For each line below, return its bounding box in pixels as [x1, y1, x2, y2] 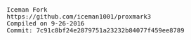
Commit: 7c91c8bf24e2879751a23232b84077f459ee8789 [6, 27, 185, 34]
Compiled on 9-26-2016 [6, 20, 85, 27]
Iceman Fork [6, 6, 48, 13]
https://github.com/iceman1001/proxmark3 [6, 13, 152, 20]
